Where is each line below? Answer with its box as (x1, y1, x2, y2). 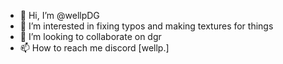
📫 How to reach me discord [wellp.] (19, 42, 170, 54)
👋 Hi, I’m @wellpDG (19, 10, 100, 21)
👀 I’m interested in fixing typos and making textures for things (19, 20, 274, 32)
